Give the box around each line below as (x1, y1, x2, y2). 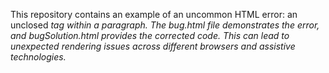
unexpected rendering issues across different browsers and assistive (10, 40, 296, 52)
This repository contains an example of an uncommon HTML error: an (10, 9, 298, 20)
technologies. (10, 51, 67, 63)
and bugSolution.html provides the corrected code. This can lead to (10, 30, 290, 41)
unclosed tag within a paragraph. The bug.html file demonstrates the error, (10, 19, 320, 31)
